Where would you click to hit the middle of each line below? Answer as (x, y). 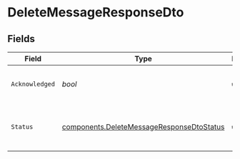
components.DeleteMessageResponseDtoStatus (143, 127)
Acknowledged (33, 84)
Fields (21, 39)
